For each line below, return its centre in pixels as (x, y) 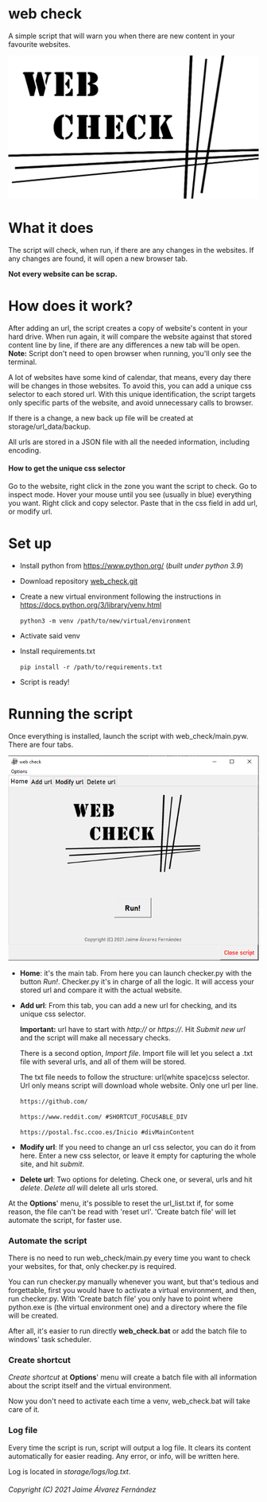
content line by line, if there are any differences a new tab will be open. (124, 345)
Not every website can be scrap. (63, 274)
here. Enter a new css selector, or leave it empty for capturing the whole (138, 1155)
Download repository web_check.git (79, 580)
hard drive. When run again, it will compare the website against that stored (130, 336)
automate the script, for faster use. (65, 1220)
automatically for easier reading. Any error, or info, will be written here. (124, 1456)
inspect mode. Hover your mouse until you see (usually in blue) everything (130, 495)
